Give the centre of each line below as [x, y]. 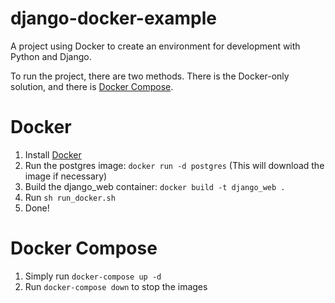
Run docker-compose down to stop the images [116, 286]
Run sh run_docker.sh [70, 197]
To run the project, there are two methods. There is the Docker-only [150, 76]
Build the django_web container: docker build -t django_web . [155, 186]
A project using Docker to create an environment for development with [155, 46]
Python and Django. [51, 56]
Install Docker [53, 154]
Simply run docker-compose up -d [93, 276]
